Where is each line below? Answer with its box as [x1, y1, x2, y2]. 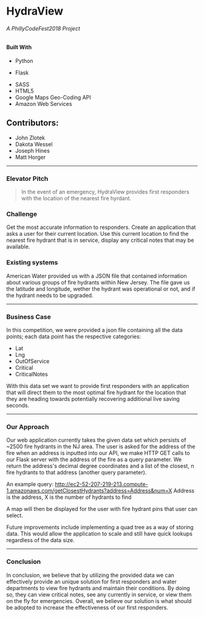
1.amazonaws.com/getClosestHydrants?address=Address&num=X [6, 487, 172, 495]
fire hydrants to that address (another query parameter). [6, 469, 147, 476]
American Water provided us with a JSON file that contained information [6, 272, 187, 280]
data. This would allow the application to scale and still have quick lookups [6, 530, 193, 537]
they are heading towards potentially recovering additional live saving [6, 395, 180, 403]
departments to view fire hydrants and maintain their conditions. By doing [6, 584, 190, 591]
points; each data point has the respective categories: [6, 333, 141, 340]
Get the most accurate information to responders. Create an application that [6, 224, 196, 231]
